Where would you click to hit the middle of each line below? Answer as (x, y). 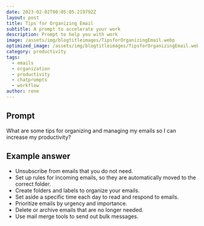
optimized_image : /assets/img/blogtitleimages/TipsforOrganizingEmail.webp (104, 46)
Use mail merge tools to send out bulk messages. (77, 216)
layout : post (23, 18)
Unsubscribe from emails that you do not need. (74, 171)
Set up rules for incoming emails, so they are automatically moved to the (105, 177)
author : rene (23, 91)
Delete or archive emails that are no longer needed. (79, 210)
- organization (31, 69)
